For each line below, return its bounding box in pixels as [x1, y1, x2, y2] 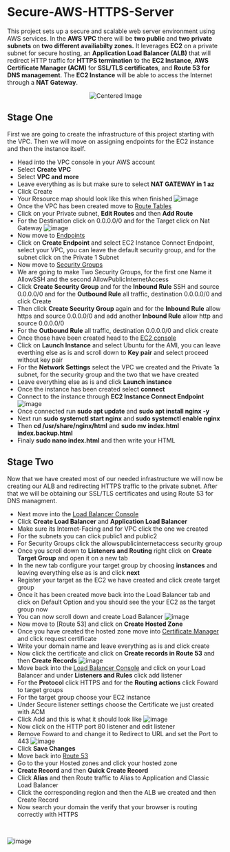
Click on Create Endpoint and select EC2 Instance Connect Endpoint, [17, 239, 215, 247]
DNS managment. [7, 496, 57, 505]
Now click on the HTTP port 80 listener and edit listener [17, 722, 176, 731]
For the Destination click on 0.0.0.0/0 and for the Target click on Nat [17, 216, 210, 225]
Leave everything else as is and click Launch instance [17, 377, 172, 386]
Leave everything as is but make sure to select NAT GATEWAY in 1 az [17, 180, 215, 188]
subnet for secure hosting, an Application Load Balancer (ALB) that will [7, 49, 211, 57]
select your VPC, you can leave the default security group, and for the [17, 245, 216, 254]
